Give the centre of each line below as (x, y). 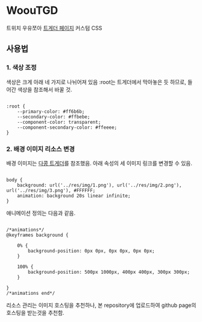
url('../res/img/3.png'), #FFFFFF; (51, 190)
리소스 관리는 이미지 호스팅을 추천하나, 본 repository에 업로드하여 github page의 (101, 305)
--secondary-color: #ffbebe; (54, 117)
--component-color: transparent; (59, 122)
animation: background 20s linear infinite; (74, 196)
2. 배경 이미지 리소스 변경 (41, 149)
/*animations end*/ (31, 293)
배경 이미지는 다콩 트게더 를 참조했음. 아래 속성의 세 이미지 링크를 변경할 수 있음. (99, 163)
